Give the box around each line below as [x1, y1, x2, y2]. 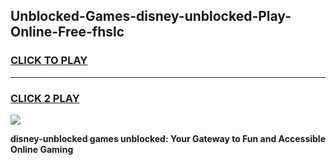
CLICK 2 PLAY [10, 91, 80, 105]
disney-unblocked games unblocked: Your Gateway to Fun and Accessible [10, 132, 326, 144]
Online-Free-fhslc [10, 24, 125, 41]
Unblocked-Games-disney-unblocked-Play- [10, 8, 292, 25]
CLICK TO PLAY [10, 54, 88, 68]
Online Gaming [10, 143, 74, 155]
